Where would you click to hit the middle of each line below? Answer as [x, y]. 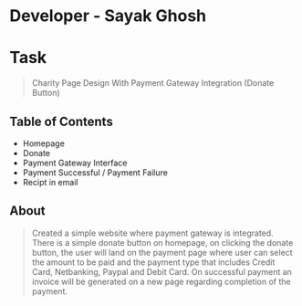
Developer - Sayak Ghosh [108, 16]
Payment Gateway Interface [75, 163]
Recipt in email [50, 182]
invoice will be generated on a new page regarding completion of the [161, 281]
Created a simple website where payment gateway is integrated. [152, 233]
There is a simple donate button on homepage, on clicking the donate [162, 242]
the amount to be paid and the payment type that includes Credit [153, 262]
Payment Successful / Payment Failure [95, 172]
